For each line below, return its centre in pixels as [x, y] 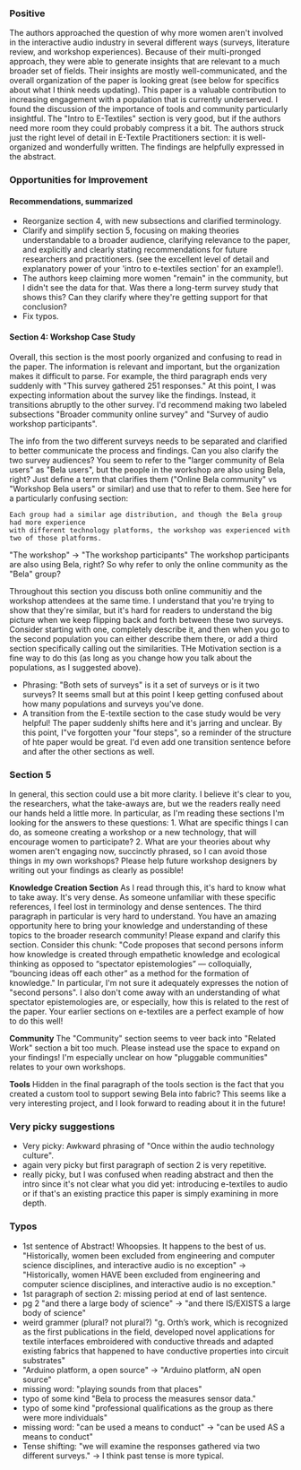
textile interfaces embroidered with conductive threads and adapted [148, 1341]
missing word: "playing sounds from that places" [112, 1388]
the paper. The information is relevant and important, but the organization [145, 367]
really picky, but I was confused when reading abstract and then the [148, 1175]
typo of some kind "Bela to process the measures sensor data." [139, 1398]
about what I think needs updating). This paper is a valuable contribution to [148, 90]
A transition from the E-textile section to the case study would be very [151, 713]
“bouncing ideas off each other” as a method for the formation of [129, 973]
